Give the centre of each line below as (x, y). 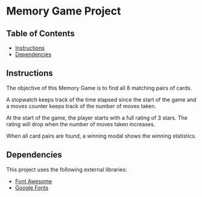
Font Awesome (33, 181)
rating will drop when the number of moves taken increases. (81, 124)
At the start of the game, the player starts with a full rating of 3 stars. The (97, 118)
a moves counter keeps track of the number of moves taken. (81, 106)
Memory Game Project (64, 11)
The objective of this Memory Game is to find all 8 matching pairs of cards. (99, 88)
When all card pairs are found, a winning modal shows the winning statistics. (101, 136)
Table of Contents (41, 34)
